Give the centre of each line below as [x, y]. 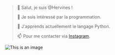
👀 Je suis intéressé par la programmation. [59, 17]
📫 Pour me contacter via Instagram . [54, 36]
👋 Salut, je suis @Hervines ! [45, 8]
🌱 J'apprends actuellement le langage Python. [64, 26]
